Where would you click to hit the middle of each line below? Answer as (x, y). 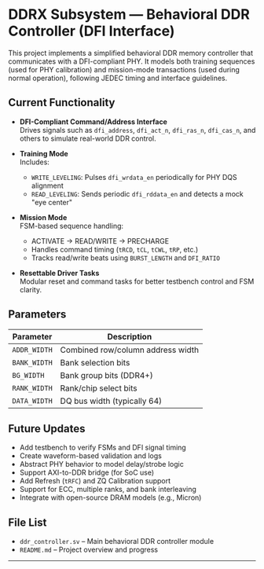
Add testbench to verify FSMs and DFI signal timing (103, 448)
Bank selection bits (95, 362)
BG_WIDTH (28, 375)
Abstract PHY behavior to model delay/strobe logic (102, 464)
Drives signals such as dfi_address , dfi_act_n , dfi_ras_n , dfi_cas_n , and (137, 130)
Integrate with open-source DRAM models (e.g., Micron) (110, 497)
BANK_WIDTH (32, 362)
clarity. (30, 289)
